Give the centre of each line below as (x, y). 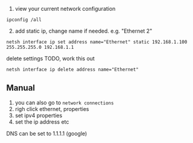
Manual (21, 88)
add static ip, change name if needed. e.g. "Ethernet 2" (84, 31)
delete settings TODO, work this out (51, 59)
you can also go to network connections (64, 103)
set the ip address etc (42, 122)
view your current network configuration (65, 9)
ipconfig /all (24, 20)
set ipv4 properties (39, 115)
